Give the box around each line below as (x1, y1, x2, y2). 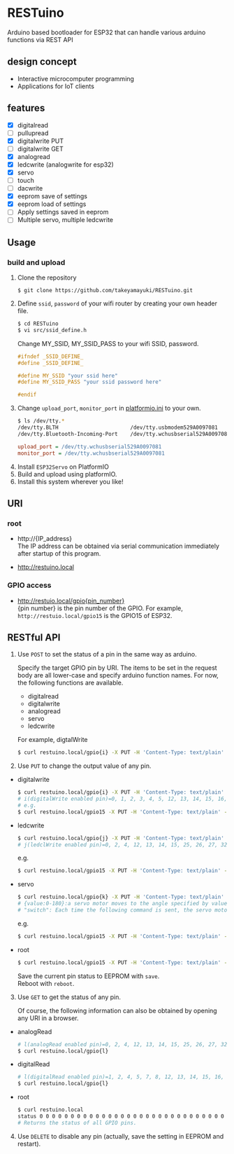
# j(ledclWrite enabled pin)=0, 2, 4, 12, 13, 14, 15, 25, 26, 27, (17, 841, 218, 849)
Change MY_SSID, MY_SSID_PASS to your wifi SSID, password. (17, 339, 199, 348)
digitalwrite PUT (17, 137, 64, 145)
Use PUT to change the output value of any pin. (17, 762, 152, 770)
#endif (17, 391, 37, 399)
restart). (17, 1139, 41, 1148)
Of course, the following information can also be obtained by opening (17, 1006, 218, 1015)
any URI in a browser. (17, 1014, 79, 1022)
